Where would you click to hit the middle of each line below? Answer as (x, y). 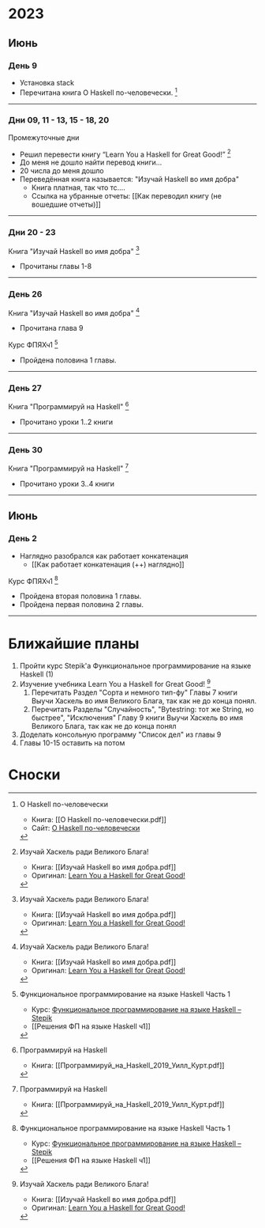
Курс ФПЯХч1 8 (34, 580)
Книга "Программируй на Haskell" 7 (68, 468)
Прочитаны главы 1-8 (56, 267)
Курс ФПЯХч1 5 (33, 344)
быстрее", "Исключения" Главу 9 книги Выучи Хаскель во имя (137, 718)
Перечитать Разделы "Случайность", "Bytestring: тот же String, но (142, 709)
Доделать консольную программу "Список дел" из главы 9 (120, 734)
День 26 (25, 294)
